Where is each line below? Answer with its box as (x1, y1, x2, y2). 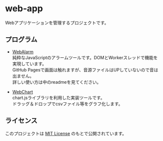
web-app (5, 3, 43, 14)
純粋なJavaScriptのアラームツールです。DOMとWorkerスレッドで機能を (12, 54, 158, 60)
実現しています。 (12, 61, 47, 67)
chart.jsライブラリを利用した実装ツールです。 (12, 94, 105, 100)
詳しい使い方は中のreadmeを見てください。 (12, 79, 101, 85)
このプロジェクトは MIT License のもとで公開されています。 (5, 130, 127, 136)
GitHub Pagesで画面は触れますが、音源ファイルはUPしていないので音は (12, 67, 159, 72)
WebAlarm (12, 48, 33, 54)
